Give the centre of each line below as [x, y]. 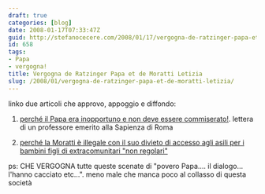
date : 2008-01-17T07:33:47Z [54, 30]
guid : [17, 37]
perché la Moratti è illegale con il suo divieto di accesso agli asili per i [132, 142]
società [20, 182]
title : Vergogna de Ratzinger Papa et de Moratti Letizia [105, 74]
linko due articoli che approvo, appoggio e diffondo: [92, 104]
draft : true [28, 15]
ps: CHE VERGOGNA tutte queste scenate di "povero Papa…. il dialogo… [125, 166]
